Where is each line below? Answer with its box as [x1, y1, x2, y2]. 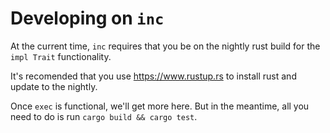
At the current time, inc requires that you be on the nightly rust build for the [10, 40, 321, 52]
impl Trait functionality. [10, 50, 112, 62]
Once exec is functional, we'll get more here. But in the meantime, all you [10, 100, 310, 112]
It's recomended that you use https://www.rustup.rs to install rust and [10, 70, 297, 82]
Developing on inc [10, 7, 165, 30]
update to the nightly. [10, 80, 98, 92]
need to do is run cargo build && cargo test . [10, 110, 198, 122]
